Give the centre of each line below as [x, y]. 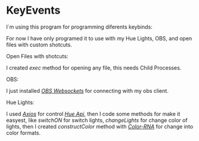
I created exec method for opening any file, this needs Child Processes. [94, 68]
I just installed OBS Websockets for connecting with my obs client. [87, 90]
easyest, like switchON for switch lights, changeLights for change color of [97, 120]
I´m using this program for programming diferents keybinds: [80, 27]
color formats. [24, 133]
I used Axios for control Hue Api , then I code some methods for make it [93, 114]
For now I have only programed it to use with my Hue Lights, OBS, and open [99, 38]
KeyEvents [33, 10]
